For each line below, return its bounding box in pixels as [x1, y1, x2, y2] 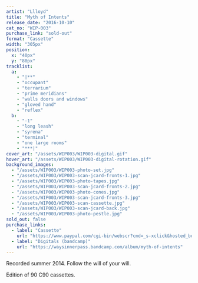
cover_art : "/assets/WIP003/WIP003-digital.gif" [6, 151, 128, 157]
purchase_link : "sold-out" [6, 31, 72, 36]
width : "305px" [6, 42, 44, 48]
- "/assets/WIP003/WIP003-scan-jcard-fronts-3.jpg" [11, 195, 141, 201]
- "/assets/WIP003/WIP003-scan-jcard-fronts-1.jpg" [11, 173, 141, 179]
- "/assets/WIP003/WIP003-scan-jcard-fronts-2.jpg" [11, 184, 141, 189]
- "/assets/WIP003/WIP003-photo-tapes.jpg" [11, 178, 120, 184]
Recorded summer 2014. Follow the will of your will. [6, 260, 131, 267]
